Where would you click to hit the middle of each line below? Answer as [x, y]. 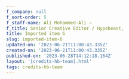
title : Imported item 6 [36, 34]
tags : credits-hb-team [34, 67]
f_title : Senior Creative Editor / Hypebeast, [65, 28]
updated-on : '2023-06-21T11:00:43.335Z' [57, 45]
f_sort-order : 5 [26, 17]
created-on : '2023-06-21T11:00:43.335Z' [57, 50]
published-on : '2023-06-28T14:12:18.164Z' [60, 56]
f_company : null [26, 12]
